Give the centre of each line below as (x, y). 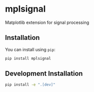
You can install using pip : (30, 49)
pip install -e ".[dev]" (30, 85)
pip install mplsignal (28, 58)
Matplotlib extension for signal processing (47, 22)
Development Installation (44, 74)
